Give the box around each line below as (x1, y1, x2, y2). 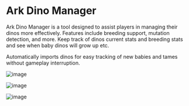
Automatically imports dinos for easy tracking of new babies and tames (6, 53, 178, 60)
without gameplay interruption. (6, 59, 80, 66)
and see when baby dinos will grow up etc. (6, 42, 109, 49)
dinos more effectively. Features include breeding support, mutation (6, 29, 170, 36)
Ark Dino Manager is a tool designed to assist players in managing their (6, 23, 178, 30)
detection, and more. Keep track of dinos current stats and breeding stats (6, 36, 183, 43)
